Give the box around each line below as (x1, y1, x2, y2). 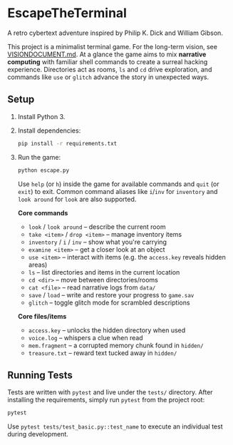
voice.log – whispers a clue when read (28, 333, 144, 342)
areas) (28, 260, 48, 269)
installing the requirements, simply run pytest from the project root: (7, 396, 205, 404)
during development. (7, 430, 69, 439)
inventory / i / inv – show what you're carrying (28, 237, 167, 246)
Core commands (17, 208, 68, 217)
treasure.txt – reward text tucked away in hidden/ (28, 348, 177, 357)
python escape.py (17, 166, 70, 174)
